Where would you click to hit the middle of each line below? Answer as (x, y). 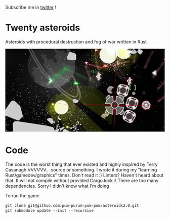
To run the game (22, 195)
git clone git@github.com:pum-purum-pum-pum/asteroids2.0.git (72, 205)
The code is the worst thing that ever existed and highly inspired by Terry (81, 164)
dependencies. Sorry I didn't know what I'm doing (57, 186)
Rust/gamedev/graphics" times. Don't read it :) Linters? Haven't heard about (84, 175)
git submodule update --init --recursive (50, 210)
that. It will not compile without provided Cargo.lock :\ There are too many (82, 180)
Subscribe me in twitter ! (31, 7)
